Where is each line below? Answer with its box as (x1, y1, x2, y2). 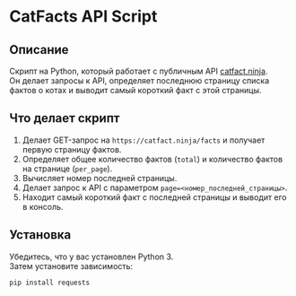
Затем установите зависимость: (9, 260, 133, 271)
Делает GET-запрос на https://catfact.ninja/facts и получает (22, 135, 266, 145)
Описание (9, 42, 69, 57)
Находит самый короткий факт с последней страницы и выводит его (22, 191, 287, 203)
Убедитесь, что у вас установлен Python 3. (9, 251, 174, 262)
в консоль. (22, 201, 64, 212)
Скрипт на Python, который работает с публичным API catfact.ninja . (9, 65, 268, 76)
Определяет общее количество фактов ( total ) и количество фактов (22, 153, 283, 164)
